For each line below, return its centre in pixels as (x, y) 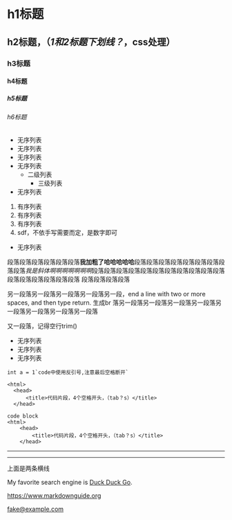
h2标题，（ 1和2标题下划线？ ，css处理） (91, 42)
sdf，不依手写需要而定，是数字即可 (67, 232)
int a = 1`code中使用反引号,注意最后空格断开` (68, 372)
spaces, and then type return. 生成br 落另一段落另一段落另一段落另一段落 (112, 303)
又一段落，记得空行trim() (42, 325)
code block (23, 416)
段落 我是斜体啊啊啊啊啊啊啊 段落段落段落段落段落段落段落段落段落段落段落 (119, 270)
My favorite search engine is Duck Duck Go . (70, 482)
